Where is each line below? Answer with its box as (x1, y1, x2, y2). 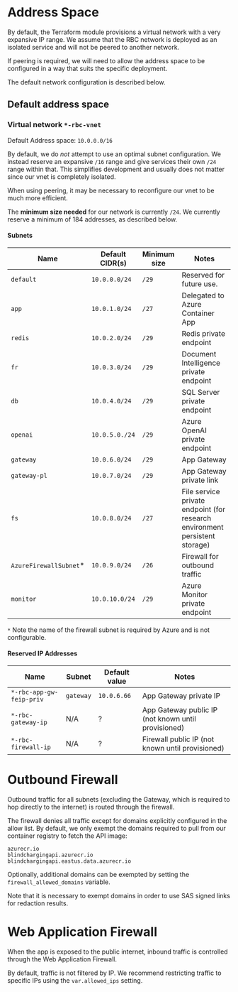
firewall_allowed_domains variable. (7, 878, 111, 886)
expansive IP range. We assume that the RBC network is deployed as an (7, 35, 217, 43)
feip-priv (11, 695, 44, 704)
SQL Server (181, 387, 220, 397)
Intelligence (181, 358, 221, 368)
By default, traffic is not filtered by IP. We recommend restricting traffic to (7, 969, 222, 977)
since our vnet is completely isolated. (7, 172, 116, 181)
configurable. (7, 633, 47, 641)
